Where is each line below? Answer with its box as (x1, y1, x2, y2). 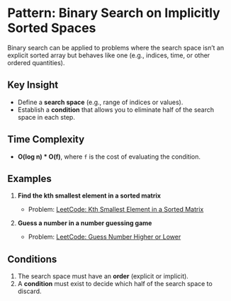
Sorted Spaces (7, 20, 96, 36)
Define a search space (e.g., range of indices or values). (17, 98, 184, 106)
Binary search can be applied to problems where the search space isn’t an (7, 43, 225, 52)
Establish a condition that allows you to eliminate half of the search (17, 105, 215, 114)
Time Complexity (7, 133, 85, 146)
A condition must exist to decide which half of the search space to (17, 280, 213, 288)
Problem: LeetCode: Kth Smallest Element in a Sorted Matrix (28, 205, 204, 214)
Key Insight (7, 79, 59, 91)
